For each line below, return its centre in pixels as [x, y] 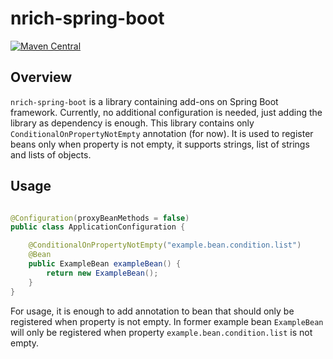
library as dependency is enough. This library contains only [132, 123]
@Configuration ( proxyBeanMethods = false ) [100, 218]
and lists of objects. [51, 154]
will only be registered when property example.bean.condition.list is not [161, 332]
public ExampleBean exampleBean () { [105, 264]
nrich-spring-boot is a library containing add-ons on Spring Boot [144, 101]
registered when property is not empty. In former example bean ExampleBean [167, 321]
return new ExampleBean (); [102, 273]
